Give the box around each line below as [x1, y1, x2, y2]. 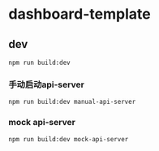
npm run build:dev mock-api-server [8, 135, 129, 143]
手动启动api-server [8, 79, 85, 90]
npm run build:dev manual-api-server [8, 98, 136, 106]
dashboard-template [8, 5, 152, 24]
